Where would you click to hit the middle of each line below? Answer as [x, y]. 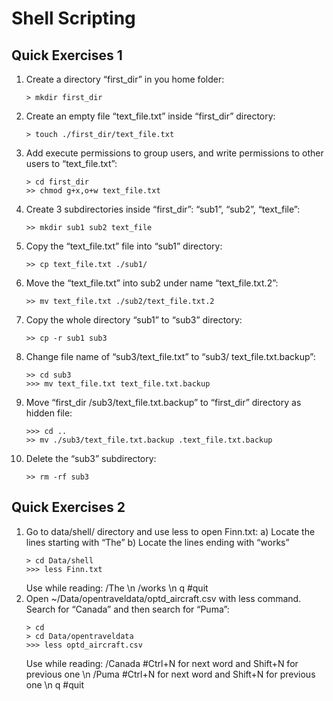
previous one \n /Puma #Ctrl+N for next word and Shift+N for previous [170, 674]
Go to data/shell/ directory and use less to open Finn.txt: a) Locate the [170, 531]
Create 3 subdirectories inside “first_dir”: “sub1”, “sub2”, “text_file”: [163, 209]
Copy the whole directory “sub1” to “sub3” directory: [134, 320]
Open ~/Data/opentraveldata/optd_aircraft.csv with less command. [163, 598]
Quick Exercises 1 [67, 55]
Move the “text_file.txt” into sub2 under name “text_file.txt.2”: [152, 283]
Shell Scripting [73, 18]
